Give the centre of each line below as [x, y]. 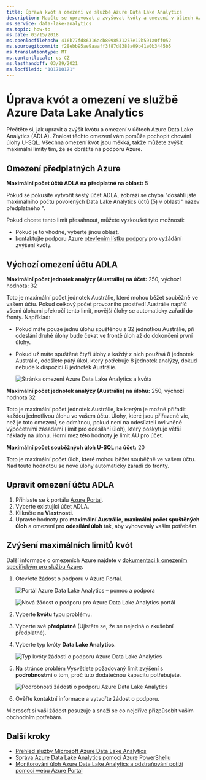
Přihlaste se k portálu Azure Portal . [59, 500]
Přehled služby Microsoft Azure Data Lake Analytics [81, 751]
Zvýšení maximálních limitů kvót [70, 545]
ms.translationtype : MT [37, 52]
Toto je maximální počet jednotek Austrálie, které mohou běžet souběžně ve [102, 297]
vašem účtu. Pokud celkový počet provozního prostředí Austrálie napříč [97, 304]
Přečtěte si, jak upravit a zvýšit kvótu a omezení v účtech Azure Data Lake [100, 130]
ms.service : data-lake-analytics [49, 23]
